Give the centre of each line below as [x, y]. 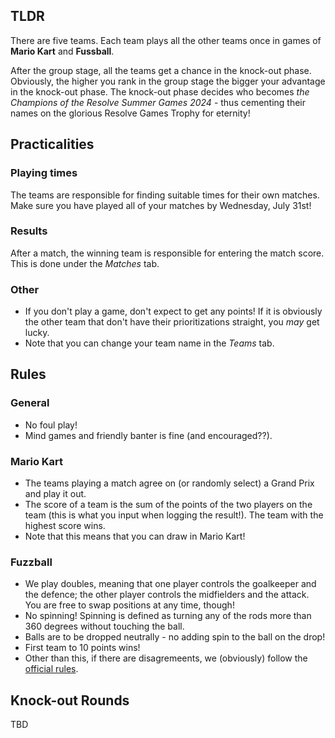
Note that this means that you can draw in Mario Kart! [135, 536]
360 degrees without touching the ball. [104, 626]
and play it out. [55, 494]
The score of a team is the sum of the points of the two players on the [168, 505]
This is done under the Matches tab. [85, 263]
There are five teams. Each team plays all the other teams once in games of [166, 40]
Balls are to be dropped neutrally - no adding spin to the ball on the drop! [175, 637]
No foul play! [51, 425]
